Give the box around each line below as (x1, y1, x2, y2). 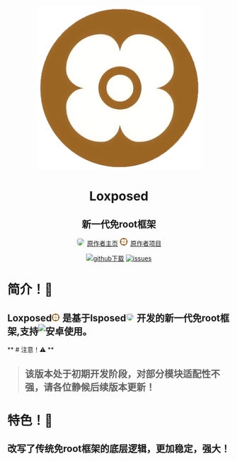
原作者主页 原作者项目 (87, 239, 161, 247)
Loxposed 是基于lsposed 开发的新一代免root (7, 312, 221, 324)
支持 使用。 (20, 325, 93, 337)
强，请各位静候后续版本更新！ (24, 381, 156, 394)
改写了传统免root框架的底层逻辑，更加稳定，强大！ (7, 443, 231, 455)
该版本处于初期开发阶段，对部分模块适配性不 (24, 368, 221, 380)
